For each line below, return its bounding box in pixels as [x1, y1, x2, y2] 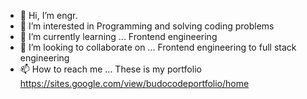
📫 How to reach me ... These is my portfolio [19, 63, 202, 75]
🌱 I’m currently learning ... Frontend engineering [19, 31, 218, 42]
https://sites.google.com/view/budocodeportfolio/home [19, 78, 250, 89]
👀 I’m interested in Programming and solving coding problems [19, 20, 275, 32]
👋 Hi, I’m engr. [19, 10, 78, 21]
